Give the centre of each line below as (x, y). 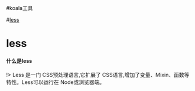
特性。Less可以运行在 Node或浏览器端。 (56, 82)
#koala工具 (19, 8)
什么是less (19, 60)
